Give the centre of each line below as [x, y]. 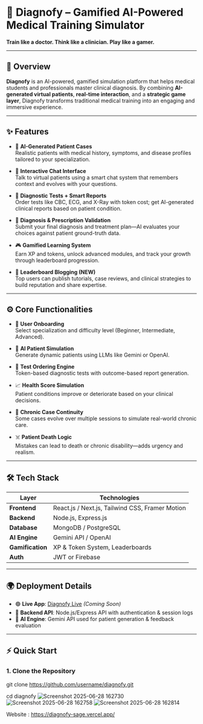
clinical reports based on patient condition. [68, 208]
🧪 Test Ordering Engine [45, 367]
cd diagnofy [21, 696]
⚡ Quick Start [32, 651]
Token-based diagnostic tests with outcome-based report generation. [102, 373]
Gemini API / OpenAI [82, 538]
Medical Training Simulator [76, 25]
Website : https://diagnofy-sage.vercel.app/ [61, 714]
